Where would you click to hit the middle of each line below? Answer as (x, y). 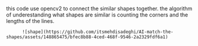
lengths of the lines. (30, 21)
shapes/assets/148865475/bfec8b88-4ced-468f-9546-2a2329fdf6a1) (87, 37)
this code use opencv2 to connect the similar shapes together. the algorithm (99, 9)
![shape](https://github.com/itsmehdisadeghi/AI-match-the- (98, 32)
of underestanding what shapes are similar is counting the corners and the (97, 15)
